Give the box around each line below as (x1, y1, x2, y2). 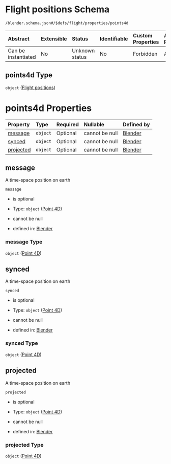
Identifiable (99, 35, 128, 42)
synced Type (5, 340, 38, 347)
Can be (8, 47, 25, 54)
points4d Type (5, 71, 52, 80)
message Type (5, 238, 43, 246)
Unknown (72, 47, 95, 54)
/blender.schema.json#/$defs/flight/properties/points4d (5, 20, 129, 26)
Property (8, 121, 30, 128)
